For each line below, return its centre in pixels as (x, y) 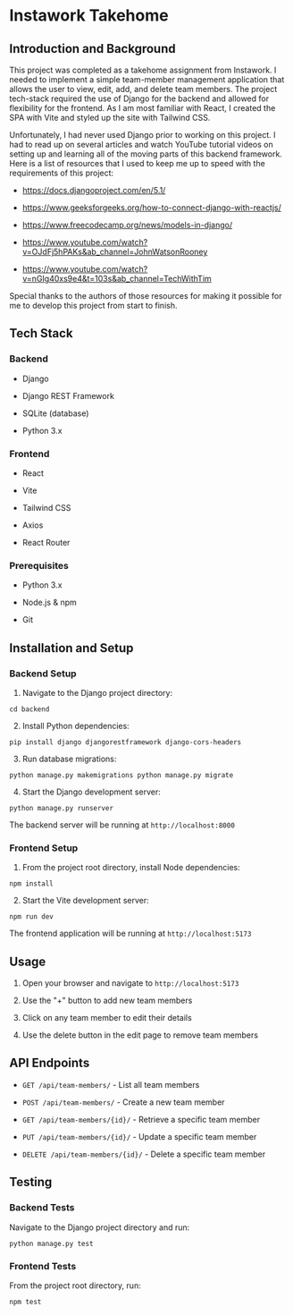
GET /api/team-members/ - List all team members (111, 1084)
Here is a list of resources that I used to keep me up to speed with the (137, 163)
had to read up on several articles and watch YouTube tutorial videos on (142, 144)
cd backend (29, 709)
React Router (46, 542)
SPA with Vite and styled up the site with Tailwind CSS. (110, 118)
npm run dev (31, 917)
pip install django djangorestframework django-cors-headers (126, 742)
